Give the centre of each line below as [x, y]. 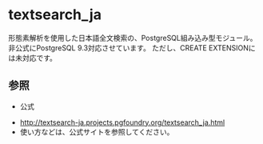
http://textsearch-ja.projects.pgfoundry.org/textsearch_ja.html [122, 122]
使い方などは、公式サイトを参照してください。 [97, 132]
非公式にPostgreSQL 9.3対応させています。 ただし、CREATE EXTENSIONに [132, 48]
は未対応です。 [33, 58]
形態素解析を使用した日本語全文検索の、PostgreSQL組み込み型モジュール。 [133, 38]
